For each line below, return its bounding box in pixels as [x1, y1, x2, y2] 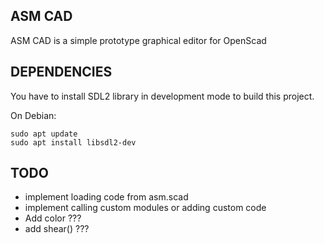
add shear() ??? [24, 223, 90, 235]
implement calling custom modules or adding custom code [24, 202, 267, 214]
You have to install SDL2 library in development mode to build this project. [10, 90, 315, 102]
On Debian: [10, 109, 57, 121]
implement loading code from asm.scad [24, 191, 189, 203]
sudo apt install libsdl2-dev [10, 137, 137, 148]
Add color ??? [24, 212, 82, 224]
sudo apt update [10, 129, 78, 139]
